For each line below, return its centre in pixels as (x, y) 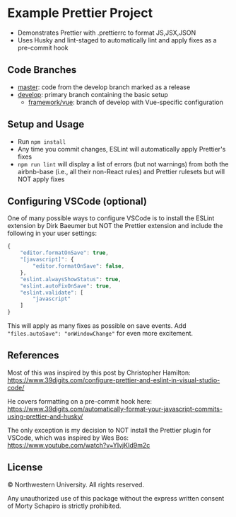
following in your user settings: (52, 233)
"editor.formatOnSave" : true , (65, 253)
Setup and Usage (46, 124)
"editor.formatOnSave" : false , (79, 266)
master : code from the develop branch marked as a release (104, 87)
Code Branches (42, 70)
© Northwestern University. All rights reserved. (76, 484)
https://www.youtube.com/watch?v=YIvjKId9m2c (79, 445)
